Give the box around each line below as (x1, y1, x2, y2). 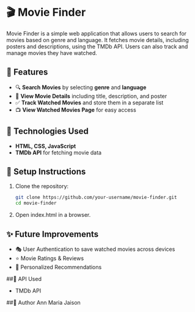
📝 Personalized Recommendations (15, 263, 102, 270)
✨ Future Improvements (6, 229, 99, 239)
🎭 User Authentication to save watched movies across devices (15, 245, 175, 253)
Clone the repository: (15, 183, 69, 190)
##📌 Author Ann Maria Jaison (6, 299, 81, 306)
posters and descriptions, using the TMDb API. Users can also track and (6, 43, 188, 50)
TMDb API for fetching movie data (15, 148, 102, 156)
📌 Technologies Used (6, 126, 89, 137)
